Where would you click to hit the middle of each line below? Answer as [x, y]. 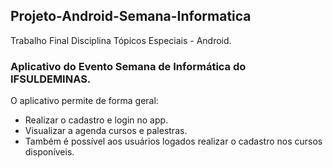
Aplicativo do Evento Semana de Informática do [128, 66]
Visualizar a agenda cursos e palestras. [106, 131]
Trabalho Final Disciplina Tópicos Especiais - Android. [121, 40]
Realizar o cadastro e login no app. [96, 120]
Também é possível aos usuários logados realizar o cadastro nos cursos [173, 141]
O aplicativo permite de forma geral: [84, 101]
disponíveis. [49, 152]
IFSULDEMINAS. [51, 79]
